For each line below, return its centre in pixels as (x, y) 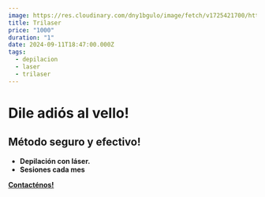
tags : (17, 52)
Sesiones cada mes (52, 169)
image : (19, 15)
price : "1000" (32, 30)
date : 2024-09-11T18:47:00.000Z (61, 45)
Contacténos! (31, 184)
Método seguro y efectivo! (75, 142)
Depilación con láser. (55, 161)
